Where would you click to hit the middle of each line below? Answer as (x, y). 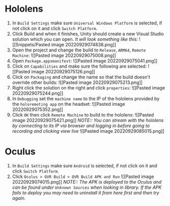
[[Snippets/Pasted (31, 44)
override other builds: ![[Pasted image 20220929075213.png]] (77, 82)
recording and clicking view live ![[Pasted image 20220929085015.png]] (88, 131)
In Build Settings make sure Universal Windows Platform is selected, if (87, 23)
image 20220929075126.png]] (63, 71)
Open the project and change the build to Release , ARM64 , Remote (79, 50)
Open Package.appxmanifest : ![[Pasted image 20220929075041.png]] (85, 61)
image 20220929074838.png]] (84, 44)
